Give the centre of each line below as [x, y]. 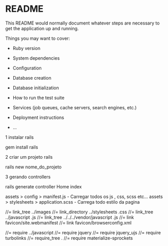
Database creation [32, 78]
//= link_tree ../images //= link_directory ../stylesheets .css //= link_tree [79, 212]
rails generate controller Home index [44, 186]
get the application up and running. [42, 28]
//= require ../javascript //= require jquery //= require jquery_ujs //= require [83, 232]
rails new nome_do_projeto [34, 167]
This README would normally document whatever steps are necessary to [82, 23]
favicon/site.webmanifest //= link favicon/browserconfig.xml [68, 223]
